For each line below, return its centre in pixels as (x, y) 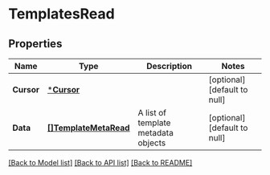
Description (170, 66)
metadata (156, 133)
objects (152, 143)
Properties (35, 44)
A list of (152, 113)
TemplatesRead (61, 14)
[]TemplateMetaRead (88, 128)
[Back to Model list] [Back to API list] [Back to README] (100, 163)
